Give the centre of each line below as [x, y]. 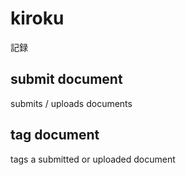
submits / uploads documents [71, 103]
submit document [66, 79]
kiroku [37, 18]
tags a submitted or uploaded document [93, 159]
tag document [55, 135]
